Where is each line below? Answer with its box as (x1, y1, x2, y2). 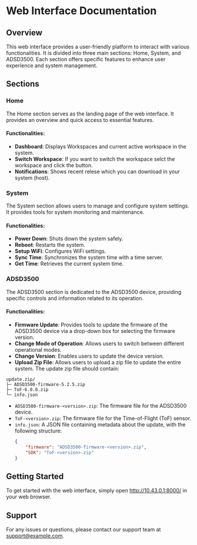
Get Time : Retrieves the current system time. (14, 260, 124, 267)
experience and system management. (6, 62, 98, 69)
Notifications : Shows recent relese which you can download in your (14, 168, 181, 175)
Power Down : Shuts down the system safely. (14, 235, 123, 242)
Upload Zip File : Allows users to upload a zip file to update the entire (14, 358, 181, 366)
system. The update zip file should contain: (14, 365, 119, 372)
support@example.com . (6, 532, 65, 540)
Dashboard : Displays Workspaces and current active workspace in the (14, 143, 186, 150)
